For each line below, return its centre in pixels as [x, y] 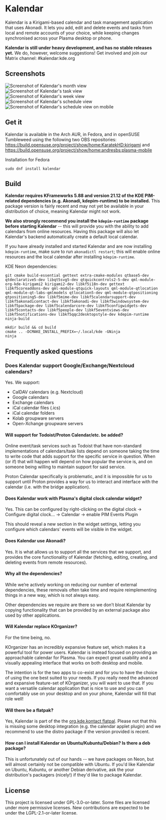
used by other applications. [33, 615]
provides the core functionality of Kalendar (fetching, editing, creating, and [81, 557]
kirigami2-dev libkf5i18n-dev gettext [85, 284]
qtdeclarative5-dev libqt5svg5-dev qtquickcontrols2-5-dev [67, 280]
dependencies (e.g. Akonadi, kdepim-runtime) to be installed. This [91, 201]
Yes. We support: [23, 383]
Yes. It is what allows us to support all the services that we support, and [78, 552]
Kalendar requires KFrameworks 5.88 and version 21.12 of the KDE [75, 195]
